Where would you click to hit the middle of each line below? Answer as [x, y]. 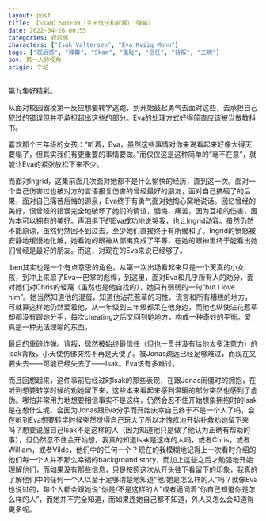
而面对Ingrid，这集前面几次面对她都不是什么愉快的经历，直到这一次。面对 [129, 181]
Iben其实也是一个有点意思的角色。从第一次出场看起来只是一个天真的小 [123, 267]
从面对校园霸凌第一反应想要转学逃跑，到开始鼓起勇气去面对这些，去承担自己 [133, 107]
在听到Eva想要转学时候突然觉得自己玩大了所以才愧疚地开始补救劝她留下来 [129, 419]
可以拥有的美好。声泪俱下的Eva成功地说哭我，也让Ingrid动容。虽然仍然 [138, 220]
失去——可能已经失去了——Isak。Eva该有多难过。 [97, 363]
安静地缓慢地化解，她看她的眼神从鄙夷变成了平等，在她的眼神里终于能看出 [129, 240]
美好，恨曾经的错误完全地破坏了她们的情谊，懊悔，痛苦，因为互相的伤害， [129, 210]
